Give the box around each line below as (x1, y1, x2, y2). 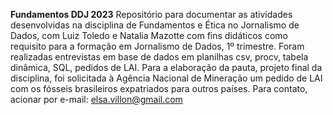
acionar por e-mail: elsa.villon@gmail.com (10, 94, 183, 105)
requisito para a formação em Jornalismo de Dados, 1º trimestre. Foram (10, 40, 305, 52)
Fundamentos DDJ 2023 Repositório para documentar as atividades (10, 9, 293, 20)
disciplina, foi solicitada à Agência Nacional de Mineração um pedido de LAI (10, 72, 323, 84)
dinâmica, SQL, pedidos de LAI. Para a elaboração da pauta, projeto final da (10, 62, 323, 73)
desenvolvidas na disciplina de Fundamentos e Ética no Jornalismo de (10, 19, 300, 31)
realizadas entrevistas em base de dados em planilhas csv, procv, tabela (10, 51, 309, 63)
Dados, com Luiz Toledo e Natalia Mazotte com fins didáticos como (10, 30, 288, 41)
